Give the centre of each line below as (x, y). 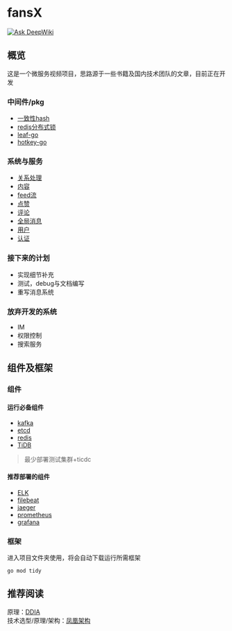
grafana (28, 522)
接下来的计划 (29, 258)
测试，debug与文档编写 (51, 283)
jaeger (26, 507)
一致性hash (33, 119)
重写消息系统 (35, 292)
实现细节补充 (35, 275)
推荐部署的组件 (28, 477)
